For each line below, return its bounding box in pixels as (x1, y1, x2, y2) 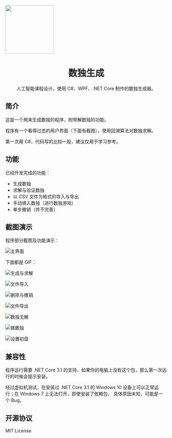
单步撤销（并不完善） (12, 206, 58, 213)
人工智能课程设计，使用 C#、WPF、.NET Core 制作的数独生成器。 (16, 85, 156, 92)
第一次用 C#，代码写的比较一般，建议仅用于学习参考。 (5, 138, 121, 145)
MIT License (5, 428, 32, 434)
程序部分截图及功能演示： (5, 237, 60, 243)
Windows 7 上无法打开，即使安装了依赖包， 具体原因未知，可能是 (20, 391, 159, 397)
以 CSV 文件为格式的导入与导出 (12, 193, 79, 200)
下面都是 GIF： (5, 259, 37, 266)
